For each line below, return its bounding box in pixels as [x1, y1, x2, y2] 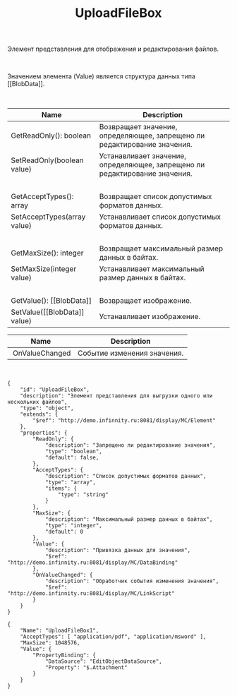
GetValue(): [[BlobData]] [11, 296, 92, 306]
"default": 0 [44, 528, 83, 536]
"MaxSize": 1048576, [20, 640, 80, 647]
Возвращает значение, [99, 122, 178, 132]
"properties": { [20, 429, 68, 437]
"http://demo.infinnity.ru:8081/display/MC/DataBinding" [7, 559, 178, 566]
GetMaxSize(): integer [11, 248, 84, 258]
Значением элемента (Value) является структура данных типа [7, 72, 196, 80]
